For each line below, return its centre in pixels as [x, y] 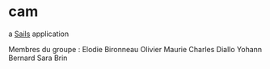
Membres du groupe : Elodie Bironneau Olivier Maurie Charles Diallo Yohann [135, 49]
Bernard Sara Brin [38, 58]
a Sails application [39, 34]
